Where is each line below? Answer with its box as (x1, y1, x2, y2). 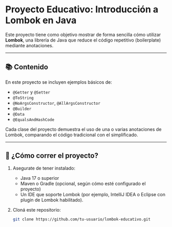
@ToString (12, 95, 34, 101)
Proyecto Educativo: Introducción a (5, 4, 159, 15)
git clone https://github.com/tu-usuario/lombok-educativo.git (12, 217, 151, 222)
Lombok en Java (5, 14, 77, 26)
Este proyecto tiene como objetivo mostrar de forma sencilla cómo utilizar (5, 31, 161, 37)
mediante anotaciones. (5, 42, 54, 48)
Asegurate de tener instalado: (12, 165, 76, 171)
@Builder (12, 106, 32, 111)
